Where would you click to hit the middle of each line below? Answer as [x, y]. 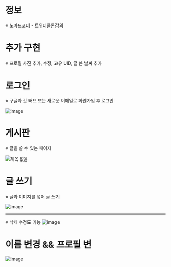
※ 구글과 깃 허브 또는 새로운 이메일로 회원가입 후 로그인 [60, 100]
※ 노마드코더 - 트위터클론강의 [34, 25]
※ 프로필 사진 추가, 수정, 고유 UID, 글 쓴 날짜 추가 [54, 63]
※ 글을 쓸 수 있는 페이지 [28, 148]
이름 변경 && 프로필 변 [48, 244]
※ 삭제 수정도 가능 [23, 222]
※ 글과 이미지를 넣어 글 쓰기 [33, 196]
